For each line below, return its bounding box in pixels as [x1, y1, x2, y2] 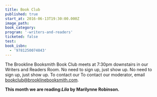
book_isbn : [5, 43, 27, 48]
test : [5, 39, 16, 44]
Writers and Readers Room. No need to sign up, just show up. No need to [5, 66, 152, 72]
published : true [5, 12, 38, 17]
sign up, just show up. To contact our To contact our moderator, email [5, 72, 145, 78]
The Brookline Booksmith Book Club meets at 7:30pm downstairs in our [5, 61, 149, 67]
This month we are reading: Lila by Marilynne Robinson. [5, 86, 119, 92]
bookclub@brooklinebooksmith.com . [5, 77, 79, 83]
